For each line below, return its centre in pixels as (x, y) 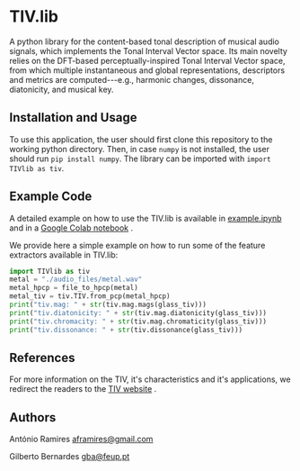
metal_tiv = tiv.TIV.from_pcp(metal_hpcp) (90, 296)
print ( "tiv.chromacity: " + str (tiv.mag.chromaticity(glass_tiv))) (138, 322)
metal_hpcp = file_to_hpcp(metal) (74, 288)
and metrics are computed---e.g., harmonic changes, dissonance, (132, 79)
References (42, 358)
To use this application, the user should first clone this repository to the (141, 139)
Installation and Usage (73, 118)
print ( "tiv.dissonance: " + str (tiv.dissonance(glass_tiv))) (126, 330)
